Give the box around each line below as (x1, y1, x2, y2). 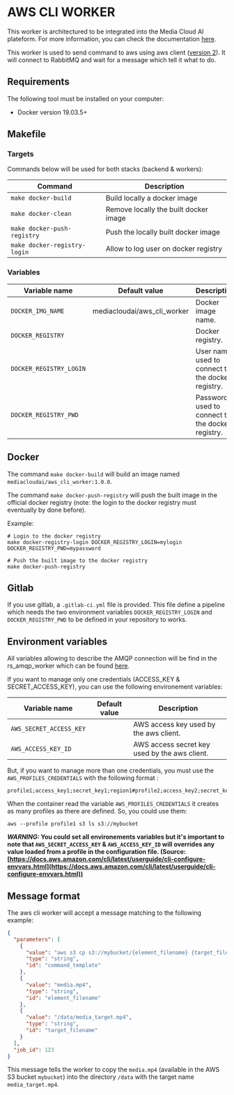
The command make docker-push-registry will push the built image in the (7, 490, 218, 499)
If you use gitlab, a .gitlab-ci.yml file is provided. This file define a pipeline (7, 601, 225, 609)
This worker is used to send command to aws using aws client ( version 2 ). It (7, 48, 226, 57)
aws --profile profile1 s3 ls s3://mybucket (7, 821, 139, 828)
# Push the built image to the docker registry (7, 557, 148, 564)
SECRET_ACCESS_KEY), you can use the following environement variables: (7, 682, 223, 691)
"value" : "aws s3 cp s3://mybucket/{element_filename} (25, 949, 189, 956)
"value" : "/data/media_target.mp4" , (25, 1014, 132, 1021)
